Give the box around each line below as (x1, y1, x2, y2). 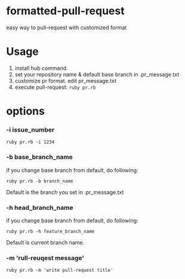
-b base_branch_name (6, 153, 73, 162)
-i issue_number (6, 125, 55, 134)
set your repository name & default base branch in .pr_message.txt (14, 70, 180, 78)
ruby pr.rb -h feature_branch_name (6, 228, 95, 234)
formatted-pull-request (6, 4, 125, 18)
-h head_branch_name (6, 203, 73, 212)
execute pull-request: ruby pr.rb (14, 83, 96, 91)
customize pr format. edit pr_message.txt (14, 77, 116, 84)
